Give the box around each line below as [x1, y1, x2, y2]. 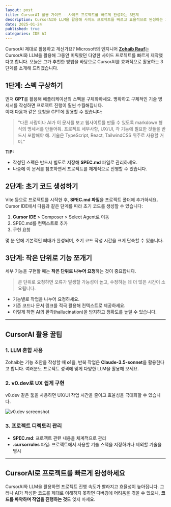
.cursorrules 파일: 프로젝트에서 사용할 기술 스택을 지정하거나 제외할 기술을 [12, 441, 162, 447]
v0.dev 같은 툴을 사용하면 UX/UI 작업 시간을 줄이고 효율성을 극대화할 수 [5, 392, 148, 398]
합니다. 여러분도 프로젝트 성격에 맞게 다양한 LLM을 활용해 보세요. [10, 366, 139, 372]
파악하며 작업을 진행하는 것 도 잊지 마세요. [14, 496, 96, 502]
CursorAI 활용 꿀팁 [5, 330, 63, 339]
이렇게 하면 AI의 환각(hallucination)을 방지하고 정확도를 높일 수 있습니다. [12, 309, 157, 315]
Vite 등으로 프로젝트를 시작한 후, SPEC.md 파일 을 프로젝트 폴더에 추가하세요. [5, 196, 158, 202]
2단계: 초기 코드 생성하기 [5, 182, 78, 191]
